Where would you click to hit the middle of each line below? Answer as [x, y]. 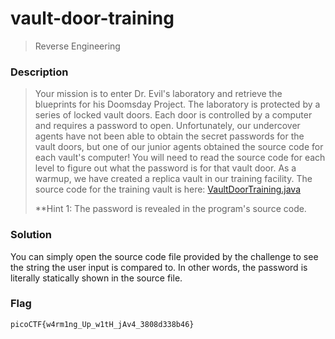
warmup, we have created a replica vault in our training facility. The [173, 179]
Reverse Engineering [77, 46]
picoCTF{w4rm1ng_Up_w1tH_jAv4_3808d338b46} [102, 324]
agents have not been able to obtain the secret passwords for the [169, 136]
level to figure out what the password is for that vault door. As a [165, 168]
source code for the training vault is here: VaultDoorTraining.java [168, 189]
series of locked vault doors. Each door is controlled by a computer [173, 115]
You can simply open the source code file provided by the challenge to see [164, 256]
